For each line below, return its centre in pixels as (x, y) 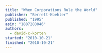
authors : (14, 29)
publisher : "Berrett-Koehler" (37, 15)
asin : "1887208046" (26, 24)
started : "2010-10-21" (29, 38)
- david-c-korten (28, 33)
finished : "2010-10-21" (30, 43)
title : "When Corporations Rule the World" (52, 10)
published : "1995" (24, 19)
